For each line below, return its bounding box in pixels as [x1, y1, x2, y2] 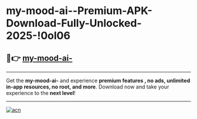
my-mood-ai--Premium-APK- [6, 4, 152, 18]
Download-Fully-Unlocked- [6, 16, 142, 30]
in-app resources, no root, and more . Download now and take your [6, 83, 169, 90]
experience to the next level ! [6, 90, 76, 96]
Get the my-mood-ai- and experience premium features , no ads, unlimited [6, 77, 191, 84]
